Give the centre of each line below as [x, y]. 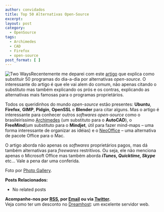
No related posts [29, 189]
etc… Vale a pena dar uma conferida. [43, 161]
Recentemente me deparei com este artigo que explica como [93, 74]
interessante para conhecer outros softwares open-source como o [73, 115]
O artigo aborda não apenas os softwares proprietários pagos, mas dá [76, 145]
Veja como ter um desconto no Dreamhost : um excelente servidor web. [77, 204]
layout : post [18, 23]
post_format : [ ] [23, 60]
